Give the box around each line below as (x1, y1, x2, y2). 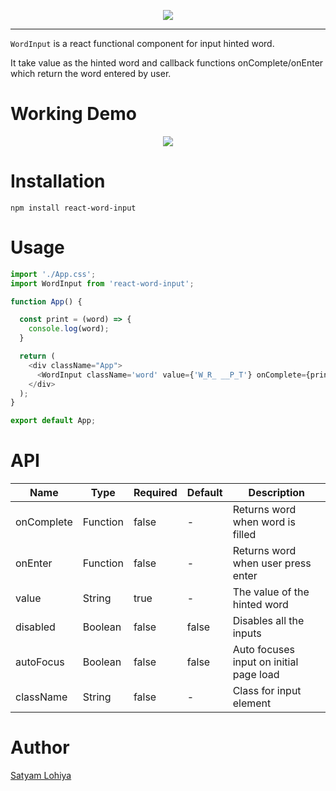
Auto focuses (232, 643, 296, 657)
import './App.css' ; (10, 269, 97, 279)
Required (133, 486, 178, 500)
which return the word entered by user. (10, 68, 172, 79)
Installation (10, 170, 106, 193)
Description (248, 486, 306, 500)
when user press (232, 556, 312, 570)
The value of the (232, 585, 310, 599)
